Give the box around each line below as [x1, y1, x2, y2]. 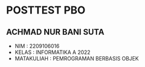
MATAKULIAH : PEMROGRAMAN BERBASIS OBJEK [14, 55, 139, 62]
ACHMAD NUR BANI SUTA [6, 27, 105, 37]
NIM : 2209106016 [14, 42, 60, 49]
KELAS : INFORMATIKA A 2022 [14, 49, 91, 56]
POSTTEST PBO [6, 4, 86, 17]
